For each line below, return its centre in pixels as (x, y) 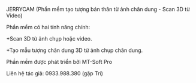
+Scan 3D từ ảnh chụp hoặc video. (49, 39)
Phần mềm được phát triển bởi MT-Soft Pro (59, 62)
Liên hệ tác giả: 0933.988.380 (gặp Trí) (55, 73)
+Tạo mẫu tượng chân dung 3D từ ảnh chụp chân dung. (75, 50)
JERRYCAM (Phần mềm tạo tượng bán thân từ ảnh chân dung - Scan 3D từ (98, 9)
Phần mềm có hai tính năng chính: (48, 27)
